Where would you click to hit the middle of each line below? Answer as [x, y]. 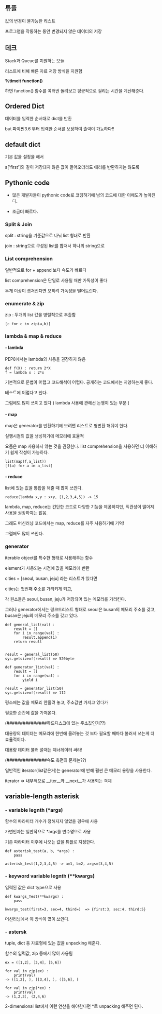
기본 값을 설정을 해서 [24, 157]
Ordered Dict [25, 106]
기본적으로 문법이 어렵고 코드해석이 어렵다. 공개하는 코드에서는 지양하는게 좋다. [79, 382]
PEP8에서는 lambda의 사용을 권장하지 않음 [45, 359]
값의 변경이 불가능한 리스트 [30, 21]
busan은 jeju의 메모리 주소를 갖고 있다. [42, 615]
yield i [30, 680]
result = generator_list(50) [34, 688]
